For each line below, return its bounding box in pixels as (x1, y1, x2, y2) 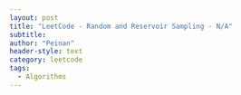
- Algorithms (17, 72, 67, 81)
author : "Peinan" (9, 38, 75, 48)
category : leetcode (9, 55, 83, 64)
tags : (9, 64, 30, 73)
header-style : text (9, 47, 83, 56)
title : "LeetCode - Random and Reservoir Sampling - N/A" (9, 22, 233, 31)
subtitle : (9, 30, 47, 39)
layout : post (9, 13, 59, 23)
